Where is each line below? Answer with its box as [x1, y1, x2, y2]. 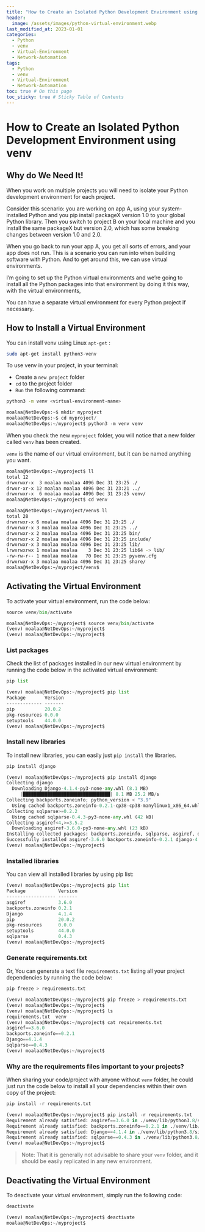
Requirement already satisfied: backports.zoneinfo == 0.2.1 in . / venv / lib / [6, 1123, 201, 1129]
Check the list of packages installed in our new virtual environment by [6, 660, 182, 667]
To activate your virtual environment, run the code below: [6, 597, 151, 604]
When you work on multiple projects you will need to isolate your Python [6, 187, 189, 194]
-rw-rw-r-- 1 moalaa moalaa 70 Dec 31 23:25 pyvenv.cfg [6, 553, 157, 559]
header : [6, 15, 26, 21]
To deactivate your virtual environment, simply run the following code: [6, 1192, 182, 1199]
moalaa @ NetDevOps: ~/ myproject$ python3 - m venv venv [6, 421, 143, 427]
